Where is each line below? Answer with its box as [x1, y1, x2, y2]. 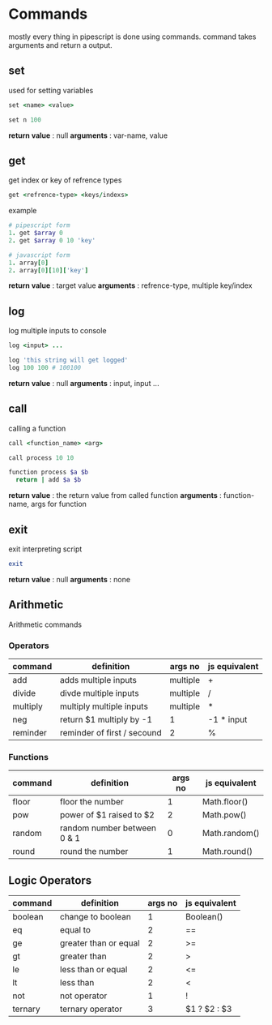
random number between [59, 822, 156, 834]
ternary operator [59, 1003, 123, 1014]
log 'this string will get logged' [8, 356, 129, 365]
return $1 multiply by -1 [59, 714, 152, 725]
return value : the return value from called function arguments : [8, 491, 222, 500]
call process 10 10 [8, 453, 74, 462]
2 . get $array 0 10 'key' [8, 236, 96, 244]
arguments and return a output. [8, 40, 113, 49]
